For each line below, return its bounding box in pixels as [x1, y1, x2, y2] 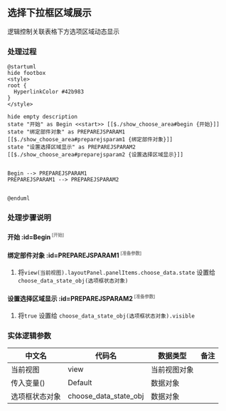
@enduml [7, 195, 31, 202]
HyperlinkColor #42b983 [14, 88, 84, 96]
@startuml [7, 64, 37, 71]
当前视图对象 [150, 365, 194, 375]
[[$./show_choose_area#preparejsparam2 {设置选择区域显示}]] [7, 151, 183, 158]
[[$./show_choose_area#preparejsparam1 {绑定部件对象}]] [7, 136, 173, 143]
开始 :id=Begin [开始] [7, 231, 65, 241]
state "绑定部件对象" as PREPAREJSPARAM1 [7, 128, 126, 136]
